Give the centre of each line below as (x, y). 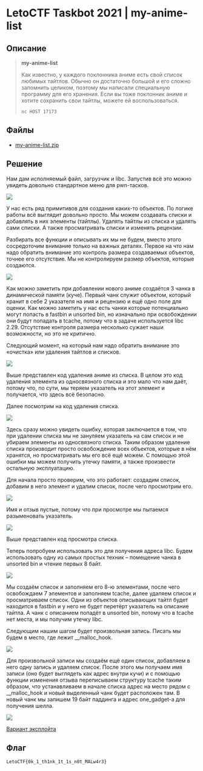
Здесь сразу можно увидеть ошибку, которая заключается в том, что (97, 429)
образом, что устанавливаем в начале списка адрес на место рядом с (98, 686)
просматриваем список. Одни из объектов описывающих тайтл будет (97, 600)
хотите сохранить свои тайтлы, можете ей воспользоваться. (100, 101)
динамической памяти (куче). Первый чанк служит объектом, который (98, 295)
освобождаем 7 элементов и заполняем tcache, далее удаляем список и (101, 593)
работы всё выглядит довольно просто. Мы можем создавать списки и (99, 214)
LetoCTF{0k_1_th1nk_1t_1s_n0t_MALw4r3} (57, 762)
